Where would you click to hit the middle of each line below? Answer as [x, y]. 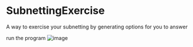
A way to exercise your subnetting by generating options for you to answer [97, 27]
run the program [26, 38]
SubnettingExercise [55, 11]
